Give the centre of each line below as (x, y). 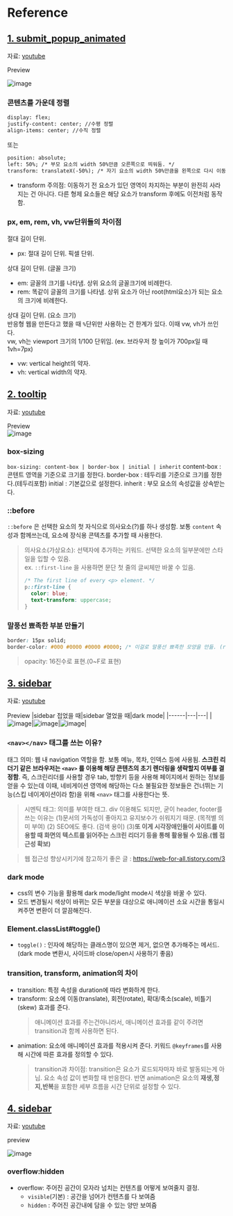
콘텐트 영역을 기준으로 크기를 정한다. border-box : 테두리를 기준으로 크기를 (108, 474)
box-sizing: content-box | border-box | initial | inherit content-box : (114, 466)
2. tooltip (27, 394)
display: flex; (29, 118)
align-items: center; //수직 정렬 (54, 131)
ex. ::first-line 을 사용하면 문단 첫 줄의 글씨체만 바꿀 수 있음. (110, 568)
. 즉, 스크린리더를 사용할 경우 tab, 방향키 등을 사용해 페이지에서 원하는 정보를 (122, 776)
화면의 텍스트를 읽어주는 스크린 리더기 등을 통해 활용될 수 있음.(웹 (131, 835)
